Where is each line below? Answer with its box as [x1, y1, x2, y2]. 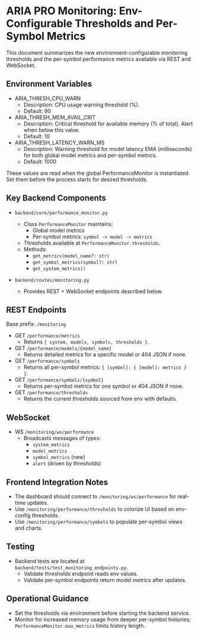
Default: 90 [23, 107, 52, 114]
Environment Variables [6, 79, 92, 89]
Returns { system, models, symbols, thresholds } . [23, 338, 149, 345]
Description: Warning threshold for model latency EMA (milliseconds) [23, 145, 192, 152]
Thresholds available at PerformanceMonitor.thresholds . [23, 239, 161, 246]
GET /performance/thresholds [14, 389, 88, 396]
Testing [6, 542, 35, 552]
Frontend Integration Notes [6, 477, 108, 487]
